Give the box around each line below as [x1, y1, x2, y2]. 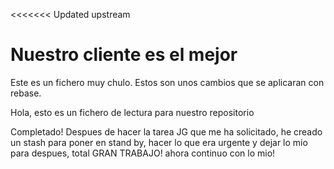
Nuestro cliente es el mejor [10, 44, 238, 66]
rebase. [10, 87, 42, 99]
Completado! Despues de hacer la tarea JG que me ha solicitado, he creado [10, 125, 323, 138]
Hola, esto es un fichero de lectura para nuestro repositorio [10, 106, 255, 118]
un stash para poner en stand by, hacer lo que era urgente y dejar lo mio [10, 136, 308, 148]
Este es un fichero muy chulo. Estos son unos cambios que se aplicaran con [10, 76, 325, 88]
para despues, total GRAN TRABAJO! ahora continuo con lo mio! [10, 147, 276, 159]
